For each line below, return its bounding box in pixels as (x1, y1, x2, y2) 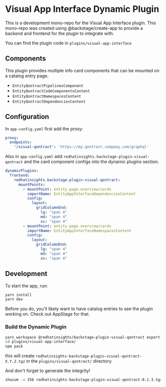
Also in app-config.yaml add (5, 154, 63, 160)
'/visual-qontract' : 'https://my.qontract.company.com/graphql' (14, 145, 149, 150)
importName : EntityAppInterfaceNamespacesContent (27, 228, 132, 233)
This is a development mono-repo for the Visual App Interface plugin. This (5, 20, 156, 26)
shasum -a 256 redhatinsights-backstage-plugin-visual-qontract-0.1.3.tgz (5, 378, 163, 383)
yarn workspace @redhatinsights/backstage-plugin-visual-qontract (5, 334, 145, 340)
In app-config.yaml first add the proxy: (5, 125, 83, 132)
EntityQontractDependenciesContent (12, 99, 86, 104)
